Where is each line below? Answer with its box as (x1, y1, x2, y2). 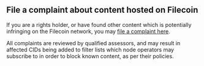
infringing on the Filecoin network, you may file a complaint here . (6, 28, 170, 35)
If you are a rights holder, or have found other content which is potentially (6, 21, 192, 28)
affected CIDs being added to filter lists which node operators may (6, 46, 175, 53)
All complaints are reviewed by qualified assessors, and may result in (6, 39, 181, 46)
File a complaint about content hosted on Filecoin (6, 5, 198, 15)
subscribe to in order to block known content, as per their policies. (6, 52, 174, 60)
